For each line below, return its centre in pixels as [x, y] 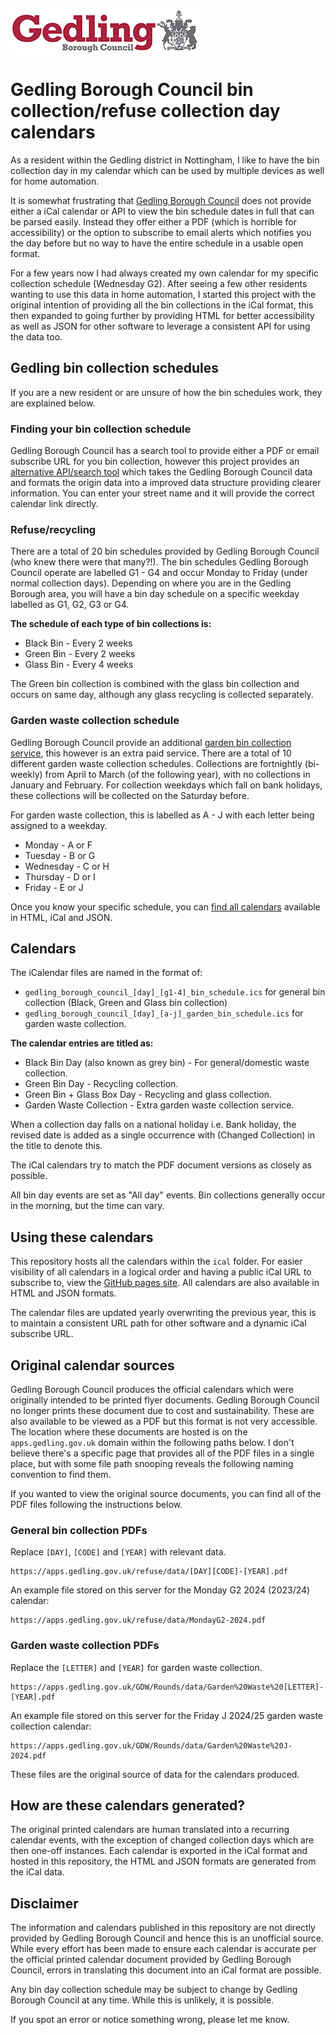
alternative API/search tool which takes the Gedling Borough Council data [161, 472]
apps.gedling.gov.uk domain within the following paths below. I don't [152, 1443]
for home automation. [55, 181]
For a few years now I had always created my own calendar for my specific [165, 273]
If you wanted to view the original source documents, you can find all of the [166, 1494]
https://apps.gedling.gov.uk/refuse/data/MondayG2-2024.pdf [138, 1620]
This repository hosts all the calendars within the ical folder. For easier [156, 1261]
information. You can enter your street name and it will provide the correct [162, 493]
